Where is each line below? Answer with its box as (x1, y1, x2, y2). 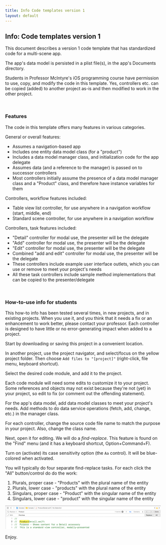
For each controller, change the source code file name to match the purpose (5, 420, 161, 426)
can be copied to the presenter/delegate (12, 277, 95, 283)
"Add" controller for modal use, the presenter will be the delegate (12, 240, 145, 245)
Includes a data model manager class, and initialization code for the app (12, 154, 159, 160)
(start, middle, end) (12, 210, 52, 216)
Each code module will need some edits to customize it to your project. (5, 380, 150, 386)
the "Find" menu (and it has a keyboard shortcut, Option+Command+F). (5, 440, 152, 446)
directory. (5, 65, 25, 71)
